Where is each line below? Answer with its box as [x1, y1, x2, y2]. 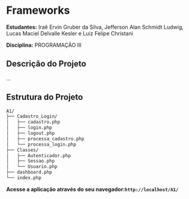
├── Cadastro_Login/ [6, 113, 58, 120]
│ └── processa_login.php [6, 141, 77, 147]
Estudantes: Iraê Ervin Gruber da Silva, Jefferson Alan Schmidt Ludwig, [6, 23, 184, 31]
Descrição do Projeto [6, 59, 86, 69]
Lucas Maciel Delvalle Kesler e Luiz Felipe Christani [6, 29, 133, 37]
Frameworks [6, 4, 70, 17]
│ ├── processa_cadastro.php [6, 135, 85, 141]
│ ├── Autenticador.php [6, 152, 71, 159]
